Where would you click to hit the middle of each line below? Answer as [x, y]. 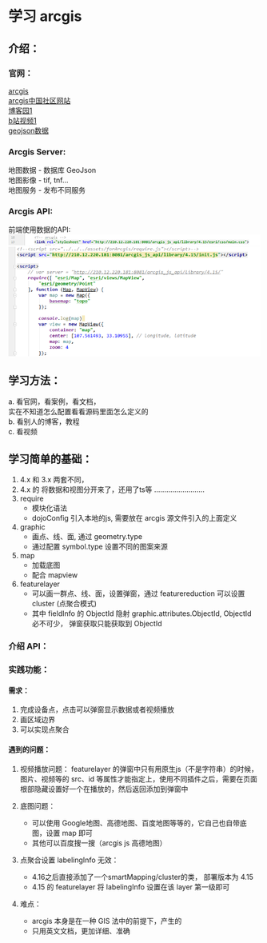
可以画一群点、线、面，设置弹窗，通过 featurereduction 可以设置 [138, 593]
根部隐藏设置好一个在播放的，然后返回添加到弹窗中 [104, 789]
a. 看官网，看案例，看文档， [54, 402]
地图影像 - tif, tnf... [38, 180]
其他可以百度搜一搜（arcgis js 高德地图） [99, 843]
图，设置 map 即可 [62, 833]
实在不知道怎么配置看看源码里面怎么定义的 [78, 411]
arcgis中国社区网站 [40, 100]
